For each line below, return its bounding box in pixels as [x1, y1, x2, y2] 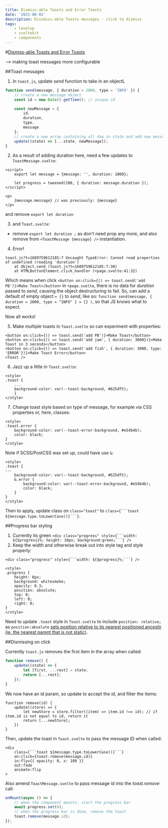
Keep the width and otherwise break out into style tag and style [12, 542, 143, 548]
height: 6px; [14, 575, 41, 580]
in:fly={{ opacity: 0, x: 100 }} [14, 758, 84, 763]
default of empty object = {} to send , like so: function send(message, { [5, 294, 152, 300]
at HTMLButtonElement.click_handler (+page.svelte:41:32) [14, 268, 137, 273]
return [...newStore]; [23, 718, 70, 723]
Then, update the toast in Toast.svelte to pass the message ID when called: [5, 735, 162, 741]
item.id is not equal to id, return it [5, 713, 88, 719]
